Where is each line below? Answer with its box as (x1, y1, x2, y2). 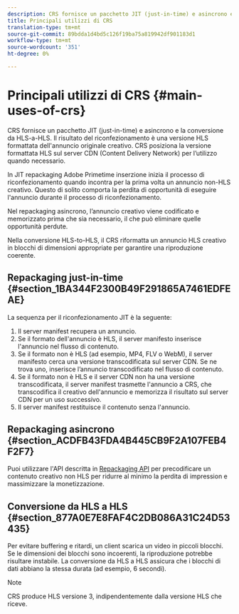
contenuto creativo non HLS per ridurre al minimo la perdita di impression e (7, 472, 228, 480)
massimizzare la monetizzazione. (7, 480, 105, 488)
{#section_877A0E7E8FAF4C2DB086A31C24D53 (7, 511, 230, 523)
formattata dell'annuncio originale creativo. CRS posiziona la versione (7, 141, 211, 150)
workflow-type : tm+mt (7, 37, 72, 44)
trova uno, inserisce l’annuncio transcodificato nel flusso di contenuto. (17, 365, 224, 373)
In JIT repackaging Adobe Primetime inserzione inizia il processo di (7, 170, 205, 178)
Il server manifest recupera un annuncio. (17, 326, 137, 336)
